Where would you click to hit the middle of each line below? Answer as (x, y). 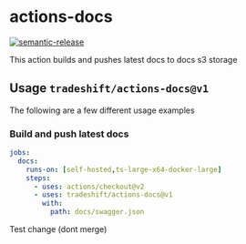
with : (53, 203)
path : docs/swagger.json (97, 212)
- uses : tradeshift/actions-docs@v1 (103, 195)
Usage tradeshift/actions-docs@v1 (109, 88)
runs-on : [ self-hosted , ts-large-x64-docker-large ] (124, 169)
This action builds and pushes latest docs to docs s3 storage (123, 59)
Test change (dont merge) (58, 229)
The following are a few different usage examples (102, 110)
